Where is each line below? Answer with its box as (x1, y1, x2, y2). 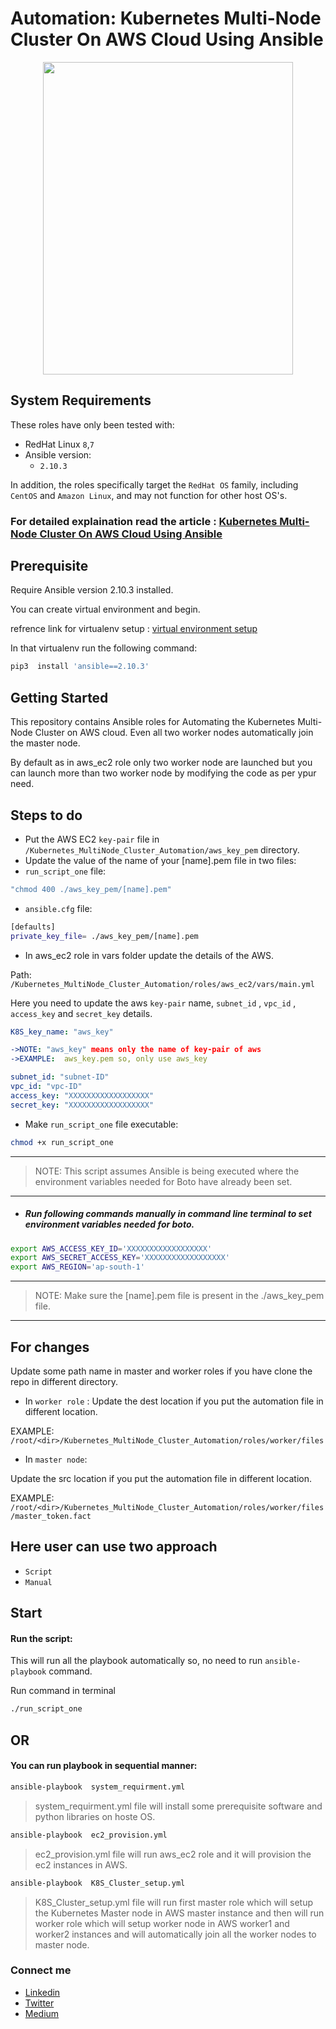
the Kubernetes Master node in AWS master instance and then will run (34, 1907, 325, 1919)
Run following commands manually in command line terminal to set (24, 1208, 312, 1220)
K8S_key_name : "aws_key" (10, 1027, 114, 1037)
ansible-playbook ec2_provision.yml (10, 1830, 168, 1840)
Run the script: (10, 1632, 73, 1644)
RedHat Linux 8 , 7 (24, 438, 95, 450)
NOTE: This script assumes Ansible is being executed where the (34, 1165, 300, 1177)
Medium (24, 2007, 60, 2019)
